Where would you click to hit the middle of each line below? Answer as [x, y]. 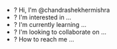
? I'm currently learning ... [50, 24]
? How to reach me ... [44, 39]
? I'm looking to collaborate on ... [60, 32]
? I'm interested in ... [42, 17]
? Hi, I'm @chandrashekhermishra [62, 10]
